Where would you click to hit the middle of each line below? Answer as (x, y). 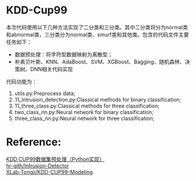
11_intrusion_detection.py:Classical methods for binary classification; (98, 99)
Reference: (34, 142)
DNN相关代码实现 (52, 69)
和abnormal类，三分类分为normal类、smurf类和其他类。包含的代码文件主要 (98, 34)
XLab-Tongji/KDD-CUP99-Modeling (49, 172)
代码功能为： (21, 81)
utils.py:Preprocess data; (45, 93)
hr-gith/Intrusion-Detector (38, 166)
